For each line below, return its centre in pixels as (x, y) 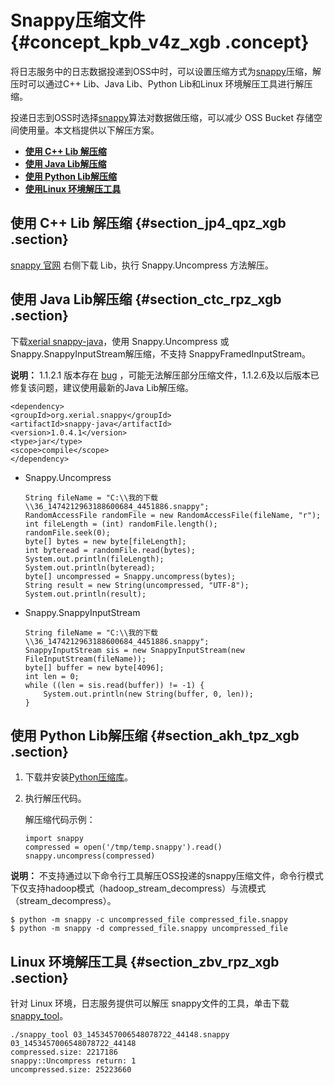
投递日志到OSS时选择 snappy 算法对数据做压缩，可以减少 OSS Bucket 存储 (162, 117)
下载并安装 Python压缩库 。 (79, 777)
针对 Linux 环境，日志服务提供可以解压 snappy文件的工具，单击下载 (150, 1003)
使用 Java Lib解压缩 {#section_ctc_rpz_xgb (146, 299)
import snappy (54, 839)
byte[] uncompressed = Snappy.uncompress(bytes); (130, 576)
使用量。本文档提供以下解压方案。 (89, 130)
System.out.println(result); (85, 594)
